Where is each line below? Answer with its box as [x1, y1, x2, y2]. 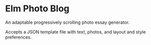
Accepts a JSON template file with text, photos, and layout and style [5, 29, 146, 35]
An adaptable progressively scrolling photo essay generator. [5, 19, 130, 25]
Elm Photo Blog [5, 3, 70, 14]
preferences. [5, 34, 32, 40]
